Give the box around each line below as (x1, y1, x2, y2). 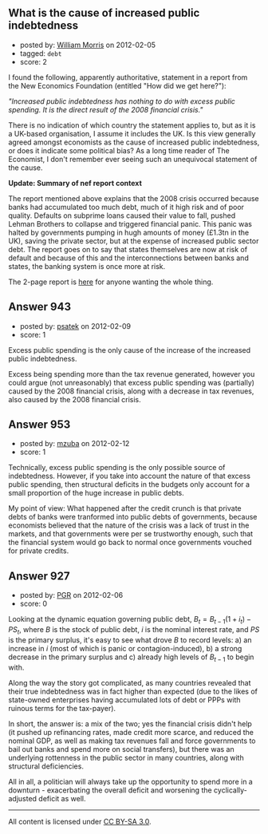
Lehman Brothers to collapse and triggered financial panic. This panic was (8, 219, 253, 228)
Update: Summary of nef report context (8, 178, 142, 188)
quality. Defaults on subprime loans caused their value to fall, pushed (8, 211, 236, 220)
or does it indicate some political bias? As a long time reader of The (8, 145, 230, 155)
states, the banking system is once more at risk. (8, 261, 166, 271)
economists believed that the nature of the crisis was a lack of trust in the (8, 520, 250, 530)
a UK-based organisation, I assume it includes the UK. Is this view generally (8, 128, 256, 138)
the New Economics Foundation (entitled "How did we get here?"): (8, 81, 227, 90)
